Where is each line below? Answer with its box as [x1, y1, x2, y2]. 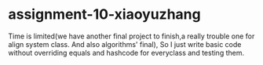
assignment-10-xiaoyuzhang [8, 5, 202, 23]
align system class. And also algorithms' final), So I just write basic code [8, 39, 242, 49]
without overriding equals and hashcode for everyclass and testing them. [8, 48, 245, 57]
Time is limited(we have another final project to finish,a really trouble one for [8, 31, 255, 41]
